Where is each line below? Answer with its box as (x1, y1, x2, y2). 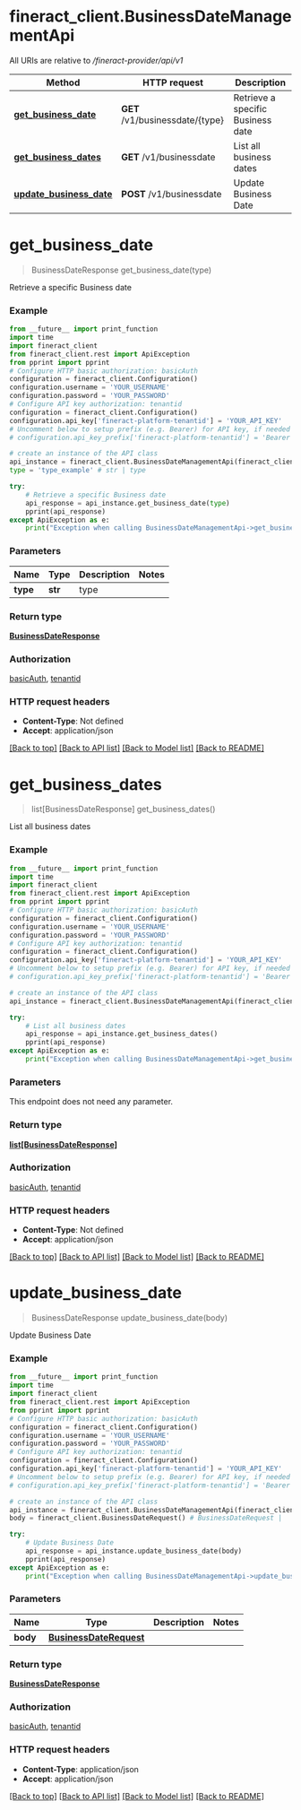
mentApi (9, 25, 75, 46)
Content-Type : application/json (21, 1763, 139, 1774)
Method (46, 76, 81, 89)
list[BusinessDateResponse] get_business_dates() (30, 804, 216, 815)
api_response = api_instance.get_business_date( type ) (25, 498, 230, 507)
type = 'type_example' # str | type (9, 466, 146, 475)
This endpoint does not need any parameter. (9, 1096, 173, 1107)
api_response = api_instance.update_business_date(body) (25, 1546, 243, 1556)
